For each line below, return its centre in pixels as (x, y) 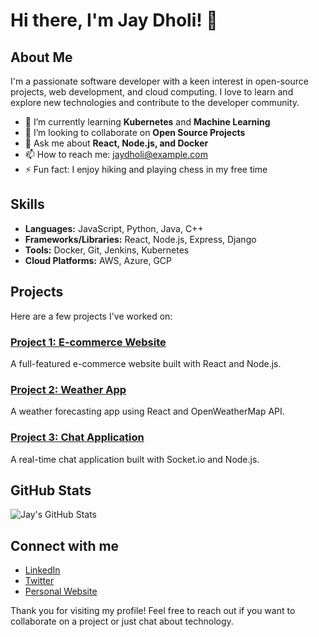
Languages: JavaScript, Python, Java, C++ (114, 228)
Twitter (39, 581)
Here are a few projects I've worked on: (91, 316)
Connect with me (65, 545)
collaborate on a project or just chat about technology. (122, 621)
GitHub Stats (51, 490)
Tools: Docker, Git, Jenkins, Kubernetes (107, 250)
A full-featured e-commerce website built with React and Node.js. (146, 363)
